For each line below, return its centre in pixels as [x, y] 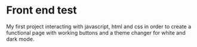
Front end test [42, 10]
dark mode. [20, 39]
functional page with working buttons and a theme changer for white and [96, 32]
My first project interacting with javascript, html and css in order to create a [99, 26]
